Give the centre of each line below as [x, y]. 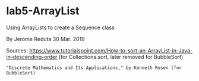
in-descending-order [32, 57]
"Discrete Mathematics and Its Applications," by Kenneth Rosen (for [94, 68]
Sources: [17, 50]
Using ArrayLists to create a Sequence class [60, 27]
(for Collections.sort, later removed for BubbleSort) [121, 57]
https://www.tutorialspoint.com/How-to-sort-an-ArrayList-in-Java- [111, 50]
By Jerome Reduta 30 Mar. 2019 [45, 39]
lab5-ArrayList [43, 11]
